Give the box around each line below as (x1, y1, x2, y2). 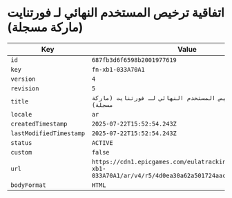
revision (10, 84, 39, 92)
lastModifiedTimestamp (10, 129, 85, 137)
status (10, 139, 32, 146)
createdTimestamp (10, 119, 68, 128)
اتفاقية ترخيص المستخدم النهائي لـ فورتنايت (7, 5, 225, 21)
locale (10, 110, 32, 118)
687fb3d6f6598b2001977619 (91, 56, 177, 63)
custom (10, 148, 32, 156)
